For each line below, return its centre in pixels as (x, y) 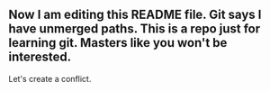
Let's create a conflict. (50, 78)
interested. (40, 57)
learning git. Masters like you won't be (118, 43)
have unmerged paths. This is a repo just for (135, 29)
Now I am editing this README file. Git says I (135, 15)
